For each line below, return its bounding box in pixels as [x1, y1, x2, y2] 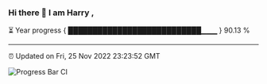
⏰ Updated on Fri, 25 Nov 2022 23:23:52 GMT [8, 52, 161, 61]
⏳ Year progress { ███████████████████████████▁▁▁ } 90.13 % [8, 25, 250, 35]
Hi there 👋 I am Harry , [8, 7, 95, 18]
